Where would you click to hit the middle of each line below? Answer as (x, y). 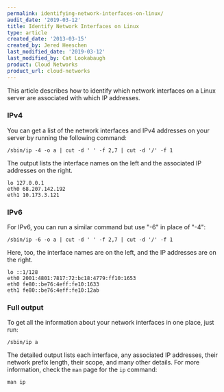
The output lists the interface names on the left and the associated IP (104, 163)
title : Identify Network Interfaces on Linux (73, 26)
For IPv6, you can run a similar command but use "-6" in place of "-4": (107, 227)
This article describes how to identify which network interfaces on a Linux (112, 91)
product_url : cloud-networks (49, 71)
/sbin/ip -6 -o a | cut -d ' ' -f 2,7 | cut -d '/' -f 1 (90, 240)
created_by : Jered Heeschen (47, 45)
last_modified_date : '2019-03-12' (57, 52)
